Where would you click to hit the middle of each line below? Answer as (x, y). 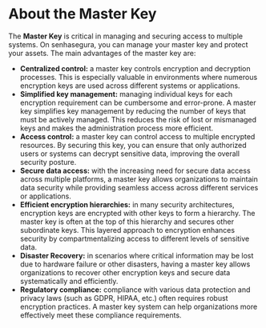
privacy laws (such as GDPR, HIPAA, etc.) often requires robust (124, 298)
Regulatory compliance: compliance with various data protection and (135, 290)
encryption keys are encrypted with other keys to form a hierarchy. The (137, 213)
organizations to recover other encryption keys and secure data (125, 272)
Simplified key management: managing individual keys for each (126, 94)
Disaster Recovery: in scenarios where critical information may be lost (137, 255)
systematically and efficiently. (69, 281)
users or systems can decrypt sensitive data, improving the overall (130, 154)
